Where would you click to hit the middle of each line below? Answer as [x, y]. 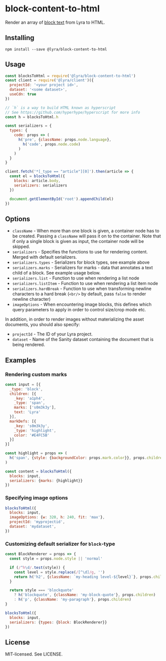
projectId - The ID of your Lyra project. [52, 334]
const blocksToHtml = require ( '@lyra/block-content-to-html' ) [70, 76]
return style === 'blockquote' [42, 590]
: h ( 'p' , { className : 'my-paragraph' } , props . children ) [73, 600]
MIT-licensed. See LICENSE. [34, 654]
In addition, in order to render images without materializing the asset [75, 319]
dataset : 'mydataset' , [33, 527]
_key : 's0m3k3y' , [32, 426]
